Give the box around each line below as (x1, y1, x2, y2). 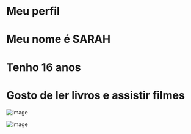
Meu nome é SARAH (6, 32, 111, 47)
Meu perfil (6, 4, 60, 18)
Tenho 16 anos (6, 60, 81, 74)
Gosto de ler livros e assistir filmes (6, 88, 185, 102)
